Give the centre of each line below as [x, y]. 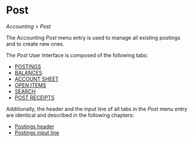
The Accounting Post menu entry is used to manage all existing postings [93, 37]
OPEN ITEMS [30, 85]
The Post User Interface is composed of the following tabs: [77, 55]
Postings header [34, 126]
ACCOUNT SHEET [37, 79]
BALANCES [28, 72]
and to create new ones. [35, 44]
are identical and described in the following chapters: [70, 115]
